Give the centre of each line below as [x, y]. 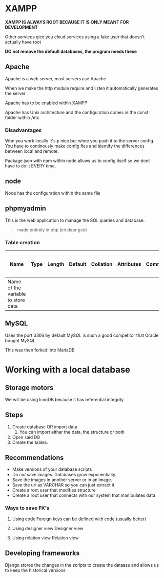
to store [16, 300]
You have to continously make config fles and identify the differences [75, 146]
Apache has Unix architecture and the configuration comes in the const [77, 112]
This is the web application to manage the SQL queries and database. [75, 220]
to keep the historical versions [35, 570]
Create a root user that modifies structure [54, 490]
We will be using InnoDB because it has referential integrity [64, 399]
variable [17, 294]
